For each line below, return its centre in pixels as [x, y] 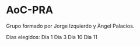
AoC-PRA [30, 10]
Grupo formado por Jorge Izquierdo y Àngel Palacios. [70, 26]
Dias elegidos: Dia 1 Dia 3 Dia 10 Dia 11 [52, 37]
